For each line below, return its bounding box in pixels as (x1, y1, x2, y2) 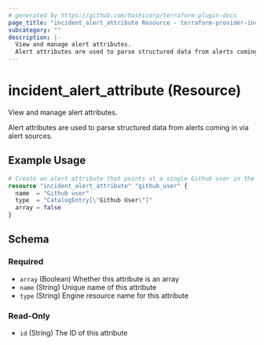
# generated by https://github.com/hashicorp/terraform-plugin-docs (8, 11, 237, 20)
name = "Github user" (15, 189, 90, 197)
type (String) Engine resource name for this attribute (19, 291, 189, 300)
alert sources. (8, 131, 53, 140)
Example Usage (8, 154, 86, 167)
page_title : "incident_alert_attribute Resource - (8, 19, 178, 27)
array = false (15, 204, 61, 212)
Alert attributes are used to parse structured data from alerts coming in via (8, 122, 249, 132)
